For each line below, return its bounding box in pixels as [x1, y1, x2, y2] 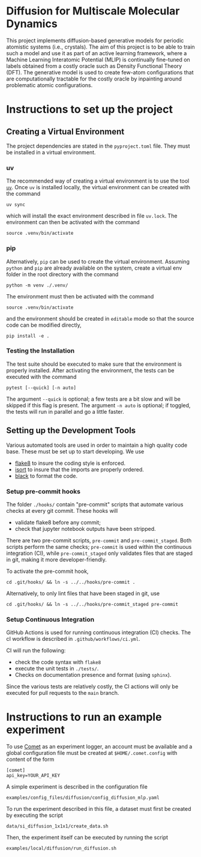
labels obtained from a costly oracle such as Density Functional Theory [6, 62, 182, 70]
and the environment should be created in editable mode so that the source [6, 315, 194, 322]
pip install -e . [6, 333, 50, 339]
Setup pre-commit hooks [6, 487, 81, 495]
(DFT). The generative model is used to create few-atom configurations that [6, 68, 194, 76]
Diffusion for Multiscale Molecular [6, 4, 180, 18]
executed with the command [6, 373, 77, 380]
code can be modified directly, [6, 321, 82, 329]
